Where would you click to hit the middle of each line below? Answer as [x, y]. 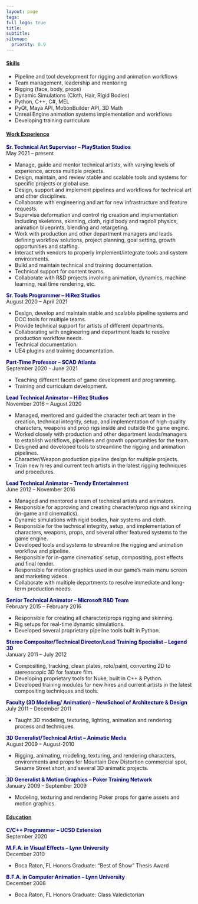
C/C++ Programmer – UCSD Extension [54, 830]
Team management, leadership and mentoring [71, 83]
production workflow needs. [49, 338]
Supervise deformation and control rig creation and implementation [96, 215]
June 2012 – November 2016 [41, 489]
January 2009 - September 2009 [47, 786]
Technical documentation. [46, 345]
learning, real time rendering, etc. [55, 284]
